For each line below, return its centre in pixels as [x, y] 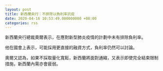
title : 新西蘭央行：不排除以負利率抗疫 [40, 14]
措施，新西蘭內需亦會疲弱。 [33, 64]
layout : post [18, 9]
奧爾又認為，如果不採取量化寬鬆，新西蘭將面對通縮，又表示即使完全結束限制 [82, 58]
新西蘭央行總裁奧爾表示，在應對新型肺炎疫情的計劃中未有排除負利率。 [75, 37]
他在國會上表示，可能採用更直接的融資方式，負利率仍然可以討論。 [71, 48]
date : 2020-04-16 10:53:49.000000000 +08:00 [51, 18]
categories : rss [21, 23]
